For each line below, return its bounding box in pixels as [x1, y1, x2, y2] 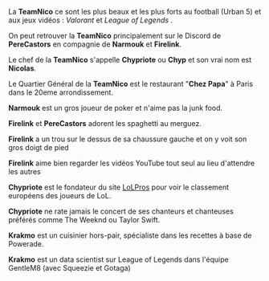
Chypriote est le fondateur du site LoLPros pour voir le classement [8, 182, 230, 192]
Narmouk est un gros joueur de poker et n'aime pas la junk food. [8, 104, 223, 112]
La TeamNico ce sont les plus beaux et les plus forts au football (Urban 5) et [8, 7, 262, 16]
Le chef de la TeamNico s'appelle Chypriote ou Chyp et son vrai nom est [8, 55, 252, 64]
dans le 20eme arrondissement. [8, 88, 114, 97]
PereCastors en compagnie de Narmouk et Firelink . [8, 39, 182, 49]
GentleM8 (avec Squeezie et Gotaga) [8, 263, 131, 272]
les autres [8, 167, 42, 176]
